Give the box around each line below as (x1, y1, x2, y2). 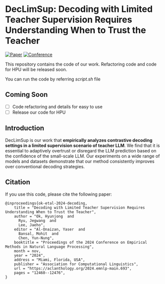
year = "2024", (14, 253, 46, 258)
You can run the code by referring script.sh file (5, 76, 101, 82)
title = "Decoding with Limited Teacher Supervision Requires (14, 205, 145, 210)
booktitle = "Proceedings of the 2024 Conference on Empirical (14, 240, 148, 245)
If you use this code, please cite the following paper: (5, 191, 112, 197)
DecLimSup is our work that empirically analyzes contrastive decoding (5, 137, 153, 143)
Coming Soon (5, 90, 48, 99)
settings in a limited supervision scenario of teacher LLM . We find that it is (5, 142, 160, 148)
